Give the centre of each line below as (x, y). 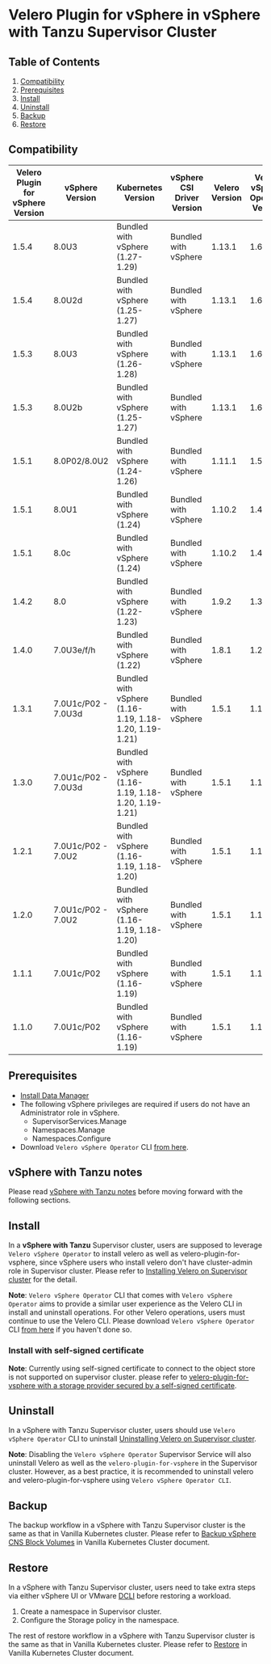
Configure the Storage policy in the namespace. (100, 1620)
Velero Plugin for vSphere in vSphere (134, 15)
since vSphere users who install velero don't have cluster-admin (146, 1262)
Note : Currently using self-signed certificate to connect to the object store (132, 1368)
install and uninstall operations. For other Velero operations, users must (127, 1312)
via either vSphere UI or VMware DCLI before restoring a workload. (120, 1595)
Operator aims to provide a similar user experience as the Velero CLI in (125, 1304)
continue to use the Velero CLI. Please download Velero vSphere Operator (132, 1321)
